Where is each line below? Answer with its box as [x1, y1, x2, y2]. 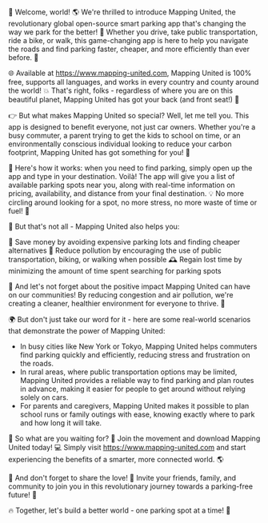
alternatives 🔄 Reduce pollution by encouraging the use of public [8, 246, 222, 255]
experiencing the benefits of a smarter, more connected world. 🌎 [8, 455, 224, 464]
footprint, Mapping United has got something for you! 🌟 [8, 148, 190, 157]
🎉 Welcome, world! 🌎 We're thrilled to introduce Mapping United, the [8, 7, 236, 17]
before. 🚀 [8, 53, 39, 62]
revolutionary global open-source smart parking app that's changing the [8, 19, 246, 28]
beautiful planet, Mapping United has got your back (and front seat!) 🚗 [8, 95, 240, 104]
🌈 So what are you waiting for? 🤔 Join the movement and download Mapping [8, 433, 261, 443]
